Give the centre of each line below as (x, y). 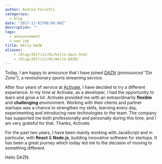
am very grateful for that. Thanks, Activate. (48, 123)
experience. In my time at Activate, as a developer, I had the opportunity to (80, 92)
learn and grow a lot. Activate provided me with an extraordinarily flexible (79, 98)
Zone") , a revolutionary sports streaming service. (54, 78)
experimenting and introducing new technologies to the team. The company (81, 113)
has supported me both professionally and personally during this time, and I (81, 118)
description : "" (21, 28)
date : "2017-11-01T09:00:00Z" (36, 23)
